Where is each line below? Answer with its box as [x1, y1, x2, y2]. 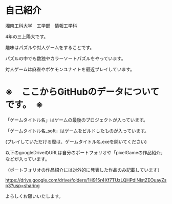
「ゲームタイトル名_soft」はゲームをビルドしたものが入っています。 [5, 128, 149, 134]
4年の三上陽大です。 [5, 33, 49, 39]
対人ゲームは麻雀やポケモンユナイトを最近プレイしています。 [5, 66, 135, 72]
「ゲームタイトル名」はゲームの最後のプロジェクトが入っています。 [5, 116, 148, 123]
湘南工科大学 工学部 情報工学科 [5, 23, 77, 29]
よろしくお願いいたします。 [5, 193, 63, 199]
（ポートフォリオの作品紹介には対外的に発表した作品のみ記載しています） [5, 167, 162, 173]
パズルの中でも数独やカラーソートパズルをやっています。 [5, 55, 126, 62]
